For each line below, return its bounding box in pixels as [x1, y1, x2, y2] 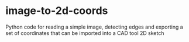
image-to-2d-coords [5, 4, 108, 17]
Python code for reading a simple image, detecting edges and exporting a [5, 23, 184, 30]
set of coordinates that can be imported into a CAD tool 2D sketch [5, 29, 164, 36]
